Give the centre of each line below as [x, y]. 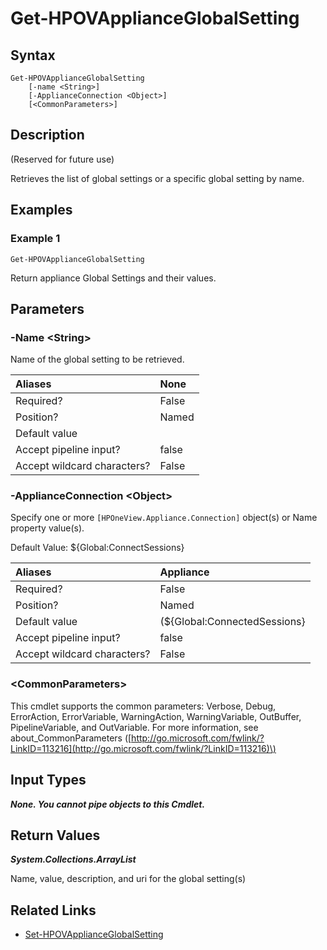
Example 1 [35, 239]
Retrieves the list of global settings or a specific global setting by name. [157, 178]
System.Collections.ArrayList [73, 859]
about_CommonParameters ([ [71, 738]
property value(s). [47, 528]
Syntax [33, 55]
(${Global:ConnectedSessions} [232, 622]
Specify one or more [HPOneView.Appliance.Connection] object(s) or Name [164, 518]
